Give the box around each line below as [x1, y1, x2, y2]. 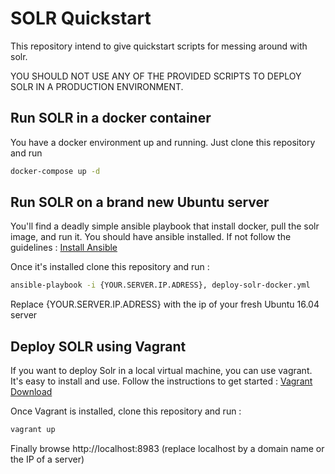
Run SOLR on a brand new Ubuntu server [10, 194, 270, 211]
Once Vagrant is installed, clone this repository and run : [10, 405, 242, 417]
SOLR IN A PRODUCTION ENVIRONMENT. [10, 80, 184, 92]
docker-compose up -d [10, 166, 101, 176]
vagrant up [10, 425, 56, 435]
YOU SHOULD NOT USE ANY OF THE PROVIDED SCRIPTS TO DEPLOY [10, 70, 302, 82]
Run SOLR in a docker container [10, 110, 212, 127]
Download [10, 386, 53, 398]
